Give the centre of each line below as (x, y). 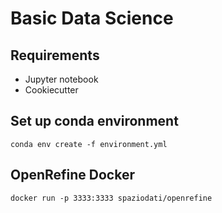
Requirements (55, 55)
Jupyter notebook (61, 79)
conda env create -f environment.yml (89, 144)
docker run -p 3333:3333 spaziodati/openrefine (111, 198)
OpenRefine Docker (72, 175)
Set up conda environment (94, 121)
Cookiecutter (51, 90)
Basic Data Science (92, 18)
